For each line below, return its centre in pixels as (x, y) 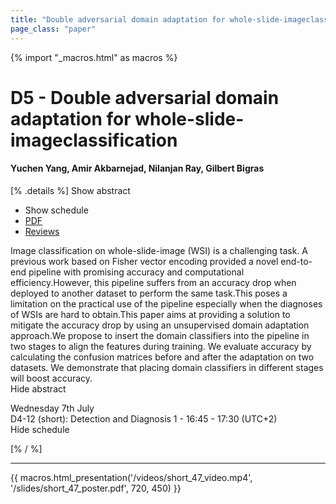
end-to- (296, 261)
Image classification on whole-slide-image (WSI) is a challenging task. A (159, 250)
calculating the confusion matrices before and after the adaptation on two (162, 357)
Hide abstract (38, 388)
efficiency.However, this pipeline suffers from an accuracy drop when (153, 282)
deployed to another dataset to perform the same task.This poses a (149, 293)
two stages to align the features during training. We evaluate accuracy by (161, 346)
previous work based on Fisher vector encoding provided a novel (144, 261)
